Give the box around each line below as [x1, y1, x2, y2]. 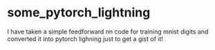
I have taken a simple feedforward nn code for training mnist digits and [7, 27, 209, 36]
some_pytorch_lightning [7, 5, 151, 21]
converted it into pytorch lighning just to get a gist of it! [7, 34, 164, 42]
